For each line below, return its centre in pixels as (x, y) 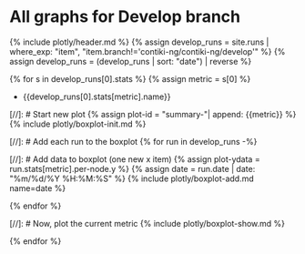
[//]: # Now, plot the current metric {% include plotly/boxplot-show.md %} (147, 223)
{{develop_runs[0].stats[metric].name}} (97, 97)
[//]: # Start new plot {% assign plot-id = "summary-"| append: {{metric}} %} (153, 114)
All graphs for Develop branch (125, 17)
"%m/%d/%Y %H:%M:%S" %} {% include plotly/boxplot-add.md (132, 178)
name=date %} (38, 188)
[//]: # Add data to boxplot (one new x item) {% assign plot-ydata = (135, 159)
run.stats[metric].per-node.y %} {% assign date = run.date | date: (132, 168)
